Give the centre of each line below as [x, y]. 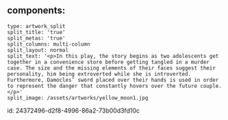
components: [36, 11]
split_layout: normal [38, 50]
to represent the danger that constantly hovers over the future [102, 86]
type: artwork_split [37, 26]
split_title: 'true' [37, 32]
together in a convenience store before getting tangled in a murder [109, 62]
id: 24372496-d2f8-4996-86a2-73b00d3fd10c [74, 110]
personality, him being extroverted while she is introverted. [99, 74]
